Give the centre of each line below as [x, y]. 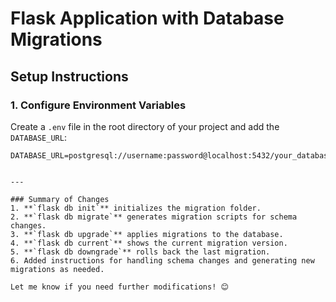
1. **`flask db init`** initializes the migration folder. [136, 208]
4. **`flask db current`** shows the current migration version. [149, 243]
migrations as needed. [57, 269]
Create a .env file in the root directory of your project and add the [145, 126]
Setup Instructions [69, 76]
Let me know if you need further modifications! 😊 [119, 287]
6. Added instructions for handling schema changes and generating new [162, 260]
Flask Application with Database [147, 18]
